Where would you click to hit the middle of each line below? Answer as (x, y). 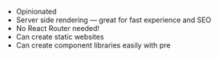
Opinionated (36, 12)
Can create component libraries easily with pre (93, 45)
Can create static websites (60, 37)
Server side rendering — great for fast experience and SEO (114, 20)
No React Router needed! (58, 28)
